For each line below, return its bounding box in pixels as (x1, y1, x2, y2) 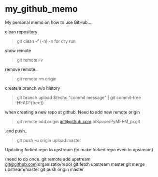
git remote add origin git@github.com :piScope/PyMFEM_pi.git (16, 118, 140, 124)
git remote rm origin (16, 76, 57, 81)
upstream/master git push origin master (5, 166, 84, 172)
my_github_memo (5, 3, 78, 15)
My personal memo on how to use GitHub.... (5, 19, 93, 25)
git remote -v (16, 57, 43, 63)
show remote (5, 48, 31, 53)
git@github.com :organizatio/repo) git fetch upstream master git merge (5, 161, 145, 167)
